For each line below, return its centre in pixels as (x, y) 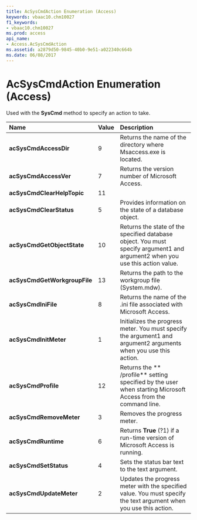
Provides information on (153, 202)
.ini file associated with (151, 304)
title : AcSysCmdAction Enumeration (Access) (61, 11)
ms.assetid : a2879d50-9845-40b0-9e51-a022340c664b (69, 50)
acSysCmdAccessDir (39, 148)
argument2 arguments (151, 343)
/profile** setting (144, 375)
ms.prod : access (26, 33)
